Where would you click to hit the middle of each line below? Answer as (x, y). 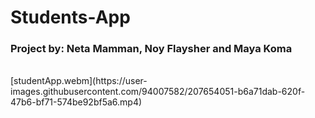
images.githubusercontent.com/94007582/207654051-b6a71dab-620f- (158, 92)
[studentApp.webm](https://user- (79, 81)
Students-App (70, 17)
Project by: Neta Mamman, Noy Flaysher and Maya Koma (151, 49)
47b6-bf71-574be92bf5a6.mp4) (76, 102)
